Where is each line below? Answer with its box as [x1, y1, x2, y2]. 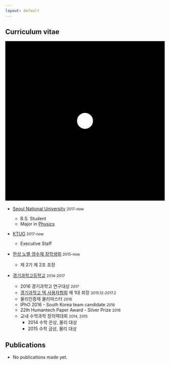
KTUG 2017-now [12, 231, 44, 237]
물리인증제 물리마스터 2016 [20, 296, 72, 302]
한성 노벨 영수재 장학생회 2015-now [12, 251, 80, 257]
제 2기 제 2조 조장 [20, 262, 56, 268]
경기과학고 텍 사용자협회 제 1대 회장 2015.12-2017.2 [20, 290, 116, 296]
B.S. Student [20, 216, 47, 222]
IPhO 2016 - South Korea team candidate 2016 [20, 302, 115, 308]
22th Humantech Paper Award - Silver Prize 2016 [20, 307, 121, 313]
